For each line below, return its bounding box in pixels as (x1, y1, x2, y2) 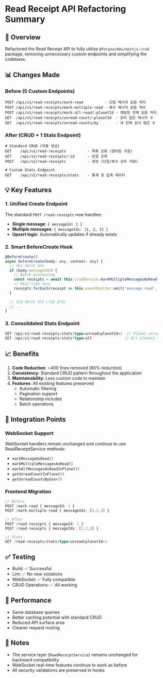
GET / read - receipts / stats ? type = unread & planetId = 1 (5, 539, 108, 544)
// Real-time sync (14, 282, 51, 287)
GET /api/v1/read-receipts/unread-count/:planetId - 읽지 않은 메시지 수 (5, 115, 154, 120)
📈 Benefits (5, 350, 39, 358)
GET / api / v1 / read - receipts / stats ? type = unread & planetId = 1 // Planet (5, 331, 147, 336)
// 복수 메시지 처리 (9, 263, 44, 268)
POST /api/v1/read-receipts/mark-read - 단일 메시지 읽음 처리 (5, 100, 146, 105)
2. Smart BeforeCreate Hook (5, 243, 73, 250)
